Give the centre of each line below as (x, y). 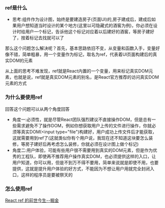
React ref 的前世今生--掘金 (32, 200)
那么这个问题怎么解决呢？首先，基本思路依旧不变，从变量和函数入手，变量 (80, 48)
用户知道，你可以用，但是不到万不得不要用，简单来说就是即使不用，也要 (85, 162)
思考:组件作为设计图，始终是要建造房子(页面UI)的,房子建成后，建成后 (82, 19)
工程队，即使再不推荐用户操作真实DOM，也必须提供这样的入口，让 (88, 156)
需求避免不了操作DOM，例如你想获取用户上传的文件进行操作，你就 (84, 125)
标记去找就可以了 (47, 38)
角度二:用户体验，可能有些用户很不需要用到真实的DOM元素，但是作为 (82, 150)
